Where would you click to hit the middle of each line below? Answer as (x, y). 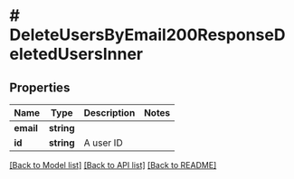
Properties (40, 87)
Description (109, 113)
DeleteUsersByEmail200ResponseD (147, 35)
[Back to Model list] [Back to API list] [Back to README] (113, 165)
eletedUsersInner (76, 54)
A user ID (104, 143)
